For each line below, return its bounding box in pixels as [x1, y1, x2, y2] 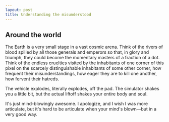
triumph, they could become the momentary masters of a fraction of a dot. [5, 55, 160, 61]
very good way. [5, 111, 38, 117]
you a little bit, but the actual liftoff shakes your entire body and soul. [5, 91, 148, 97]
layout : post [5, 7, 33, 13]
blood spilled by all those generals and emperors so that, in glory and [5, 49, 149, 55]
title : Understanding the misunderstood [5, 12, 92, 17]
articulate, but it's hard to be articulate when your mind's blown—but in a [5, 106, 157, 112]
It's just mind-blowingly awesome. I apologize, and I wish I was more [5, 101, 148, 107]
